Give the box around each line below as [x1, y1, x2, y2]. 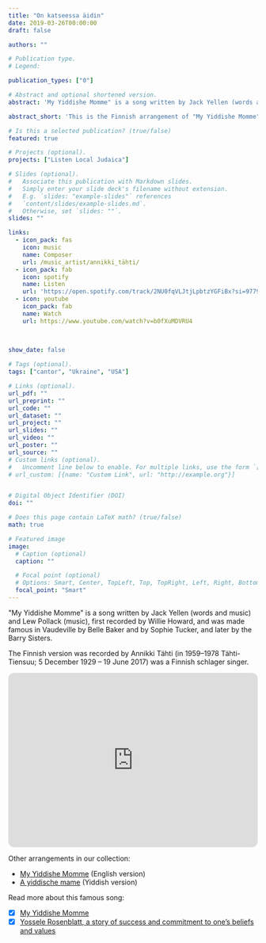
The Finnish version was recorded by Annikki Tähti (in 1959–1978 [8, 648, 220, 658]
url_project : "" [8, 419, 62, 427]
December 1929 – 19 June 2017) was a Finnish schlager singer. [44, 657, 249, 666]
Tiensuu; [8, 657, 37, 666]
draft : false [8, 26, 51, 34]
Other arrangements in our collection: [8, 853, 131, 863]
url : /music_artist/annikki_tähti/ [22, 258, 140, 266]
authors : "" [8, 40, 47, 48]
